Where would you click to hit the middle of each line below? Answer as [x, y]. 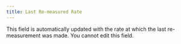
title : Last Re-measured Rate [44, 12]
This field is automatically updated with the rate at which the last [86, 29]
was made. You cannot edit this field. [88, 35]
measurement [24, 35]
